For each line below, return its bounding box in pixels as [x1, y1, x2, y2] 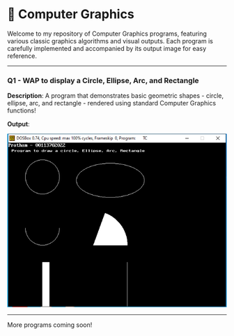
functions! [7, 106, 36, 115]
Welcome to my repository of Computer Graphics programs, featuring [7, 29, 208, 38]
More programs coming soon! [7, 321, 93, 329]
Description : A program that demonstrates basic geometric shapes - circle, [7, 92, 224, 100]
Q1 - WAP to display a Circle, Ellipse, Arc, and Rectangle [7, 75, 200, 85]
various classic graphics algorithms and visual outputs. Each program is [7, 36, 214, 45]
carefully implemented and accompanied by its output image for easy [7, 44, 207, 52]
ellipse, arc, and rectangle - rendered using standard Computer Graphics [7, 99, 217, 108]
